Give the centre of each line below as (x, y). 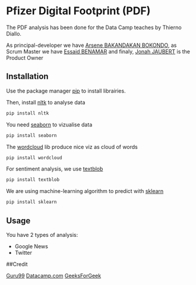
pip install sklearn (32, 202)
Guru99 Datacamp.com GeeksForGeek (54, 275)
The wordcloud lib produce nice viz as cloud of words (72, 147)
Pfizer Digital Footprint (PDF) (78, 11)
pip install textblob (33, 180)
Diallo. (14, 33)
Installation (27, 76)
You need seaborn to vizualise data (49, 124)
